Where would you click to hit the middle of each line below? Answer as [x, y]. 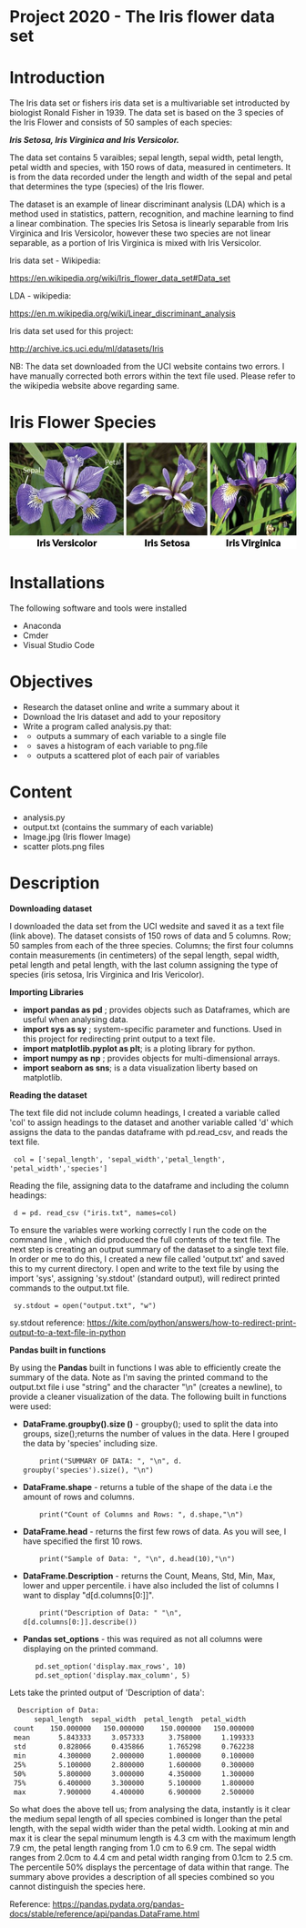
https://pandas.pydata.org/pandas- [118, 1903]
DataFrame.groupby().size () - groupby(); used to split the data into [150, 1424]
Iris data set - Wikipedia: [56, 260]
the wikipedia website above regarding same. [95, 386]
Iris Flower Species [83, 423]
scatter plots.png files [63, 846]
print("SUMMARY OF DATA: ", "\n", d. [111, 1461]
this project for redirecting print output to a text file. [119, 1039]
